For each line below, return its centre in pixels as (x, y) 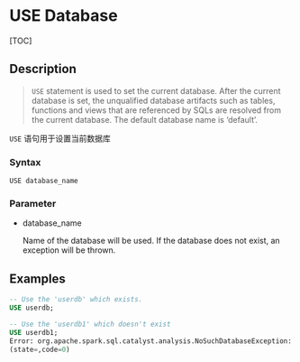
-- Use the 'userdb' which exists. (76, 300)
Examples (37, 278)
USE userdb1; (34, 332)
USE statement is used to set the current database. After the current (156, 90)
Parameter (33, 203)
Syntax (25, 162)
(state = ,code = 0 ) (40, 349)
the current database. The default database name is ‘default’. (145, 119)
